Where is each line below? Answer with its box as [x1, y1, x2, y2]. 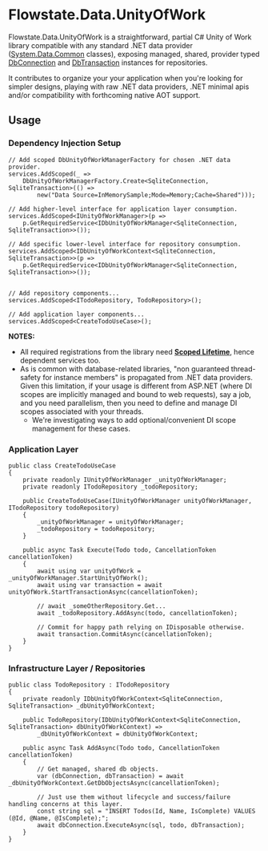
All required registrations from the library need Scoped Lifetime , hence [19, 346, 254, 356]
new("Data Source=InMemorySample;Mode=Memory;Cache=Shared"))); [37, 191, 256, 199]
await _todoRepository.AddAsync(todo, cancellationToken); [37, 609, 238, 617]
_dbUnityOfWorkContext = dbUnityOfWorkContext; [37, 730, 198, 739]
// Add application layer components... [8, 310, 146, 318]
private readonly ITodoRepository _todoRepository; [22, 483, 198, 491]
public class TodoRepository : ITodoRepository [8, 681, 170, 689]
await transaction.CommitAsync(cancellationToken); [37, 630, 214, 638]
